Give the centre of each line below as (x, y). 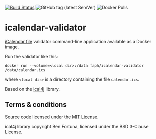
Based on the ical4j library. (33, 89)
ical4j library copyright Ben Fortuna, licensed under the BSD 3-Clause (77, 126)
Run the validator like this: (32, 56)
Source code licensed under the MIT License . (52, 117)
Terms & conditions (36, 105)
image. (12, 47)
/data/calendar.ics (25, 70)
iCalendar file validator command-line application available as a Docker (78, 41)
